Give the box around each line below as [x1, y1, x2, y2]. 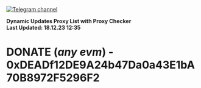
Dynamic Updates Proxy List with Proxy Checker [6, 18, 132, 24]
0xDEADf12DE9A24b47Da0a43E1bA [6, 58, 195, 72]
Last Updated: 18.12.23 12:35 [6, 24, 81, 31]
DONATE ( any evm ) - [6, 46, 114, 59]
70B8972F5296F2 [6, 71, 100, 85]
